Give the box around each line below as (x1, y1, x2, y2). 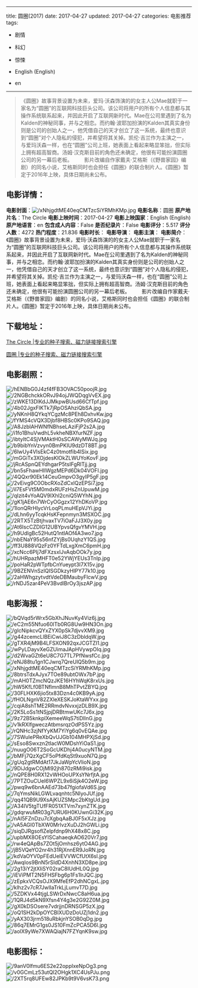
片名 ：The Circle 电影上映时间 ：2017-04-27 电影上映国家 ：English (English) (6, 214, 191, 221)
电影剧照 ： (6, 370, 45, 380)
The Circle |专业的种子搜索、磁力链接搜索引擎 (6, 338, 117, 345)
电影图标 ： (6, 946, 45, 956)
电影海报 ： (6, 598, 45, 608)
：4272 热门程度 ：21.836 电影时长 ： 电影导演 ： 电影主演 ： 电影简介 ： (16, 228, 187, 236)
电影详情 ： (6, 190, 45, 200)
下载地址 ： (6, 321, 45, 331)
